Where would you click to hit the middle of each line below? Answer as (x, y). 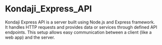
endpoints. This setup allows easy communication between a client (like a (78, 32)
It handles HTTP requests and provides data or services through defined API (81, 27)
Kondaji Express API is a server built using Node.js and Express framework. (80, 22)
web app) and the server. (30, 37)
